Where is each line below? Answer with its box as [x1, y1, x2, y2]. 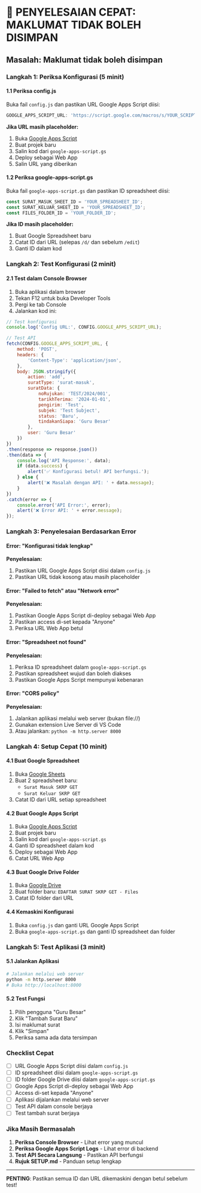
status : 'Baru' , [38, 413, 79, 419]
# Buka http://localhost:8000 [6, 982, 82, 988]
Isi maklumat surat [14, 1021, 60, 1028]
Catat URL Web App [14, 855, 65, 862]
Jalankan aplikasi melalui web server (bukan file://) [14, 715, 141, 722]
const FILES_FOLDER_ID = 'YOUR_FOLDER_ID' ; [6, 210, 117, 216]
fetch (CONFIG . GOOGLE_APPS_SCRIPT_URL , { [6, 341, 109, 347]
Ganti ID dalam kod [14, 245, 62, 252]
